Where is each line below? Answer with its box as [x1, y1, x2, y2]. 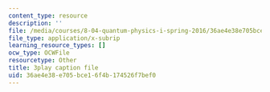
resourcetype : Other [8, 57, 78, 65]
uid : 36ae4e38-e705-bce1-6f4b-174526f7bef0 [8, 71, 157, 79]
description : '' [8, 19, 63, 27]
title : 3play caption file [8, 64, 99, 72]
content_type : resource [8, 11, 88, 20]
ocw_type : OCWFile [8, 49, 70, 57]
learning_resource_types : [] [8, 42, 106, 50]
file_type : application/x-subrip [8, 34, 121, 42]
